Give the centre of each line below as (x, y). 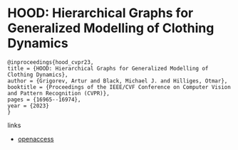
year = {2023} (29, 106)
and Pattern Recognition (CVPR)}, (59, 93)
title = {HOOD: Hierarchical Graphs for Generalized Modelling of (108, 68)
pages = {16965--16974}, (44, 100)
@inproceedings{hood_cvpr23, (51, 62)
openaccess (36, 139)
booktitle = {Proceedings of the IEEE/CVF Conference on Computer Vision (119, 87)
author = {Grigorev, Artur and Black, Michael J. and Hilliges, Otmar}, (118, 81)
